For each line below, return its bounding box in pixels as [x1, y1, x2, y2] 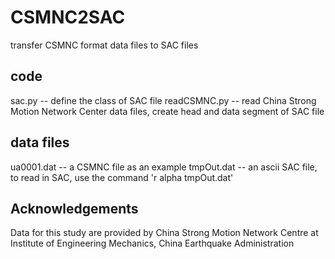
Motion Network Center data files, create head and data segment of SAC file [10, 105, 325, 117]
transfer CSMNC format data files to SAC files [10, 39, 199, 51]
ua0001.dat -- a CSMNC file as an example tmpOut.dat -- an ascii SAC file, [10, 161, 318, 173]
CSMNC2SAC [10, 6, 126, 29]
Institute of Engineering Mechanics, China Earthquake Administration [10, 237, 295, 250]
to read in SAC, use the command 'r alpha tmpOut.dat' [10, 171, 234, 183]
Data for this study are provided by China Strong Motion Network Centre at [10, 227, 319, 239]
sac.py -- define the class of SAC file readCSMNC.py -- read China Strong [10, 94, 317, 106]
